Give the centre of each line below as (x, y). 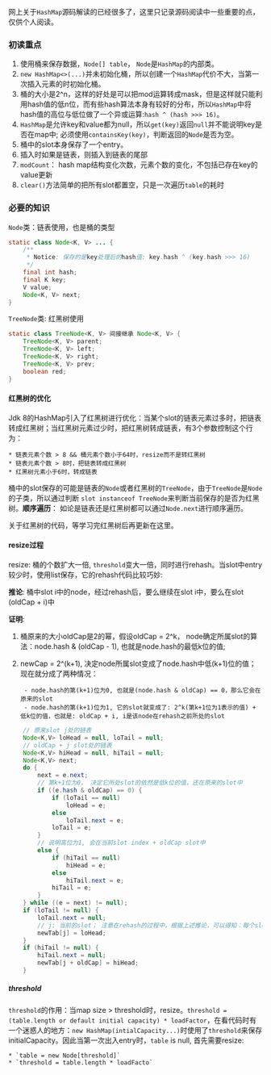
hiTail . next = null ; (72, 956)
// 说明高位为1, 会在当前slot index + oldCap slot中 (121, 843)
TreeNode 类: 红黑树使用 (46, 319)
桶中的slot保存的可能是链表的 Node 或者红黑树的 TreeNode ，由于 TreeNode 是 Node (135, 487)
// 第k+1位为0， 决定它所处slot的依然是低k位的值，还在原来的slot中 (140, 783)
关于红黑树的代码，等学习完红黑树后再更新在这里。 (93, 525)
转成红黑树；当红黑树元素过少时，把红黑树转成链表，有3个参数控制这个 (127, 428)
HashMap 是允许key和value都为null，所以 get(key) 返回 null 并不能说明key (138, 124)
